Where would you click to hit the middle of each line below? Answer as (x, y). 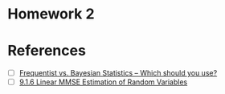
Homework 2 (51, 14)
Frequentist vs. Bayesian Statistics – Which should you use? (118, 73)
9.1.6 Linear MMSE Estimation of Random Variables (103, 82)
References (47, 51)
